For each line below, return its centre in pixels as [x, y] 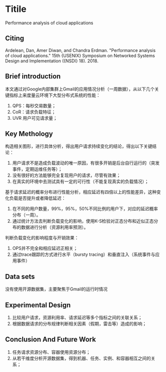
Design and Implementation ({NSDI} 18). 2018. [52, 61]
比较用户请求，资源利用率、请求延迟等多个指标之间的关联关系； [77, 317]
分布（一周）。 [26, 215]
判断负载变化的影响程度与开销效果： [42, 238]
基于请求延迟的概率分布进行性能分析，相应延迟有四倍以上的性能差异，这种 [81, 192]
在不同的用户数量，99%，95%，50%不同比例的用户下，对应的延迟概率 [85, 209]
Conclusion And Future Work [51, 340]
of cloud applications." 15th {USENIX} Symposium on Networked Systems [80, 55]
